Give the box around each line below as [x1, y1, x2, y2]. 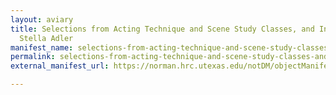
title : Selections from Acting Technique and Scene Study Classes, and [10, 24, 315, 34]
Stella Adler [19, 33, 74, 43]
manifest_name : [10, 42, 74, 53]
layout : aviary [10, 14, 74, 25]
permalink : [10, 52, 56, 62]
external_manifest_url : [10, 61, 110, 71]
